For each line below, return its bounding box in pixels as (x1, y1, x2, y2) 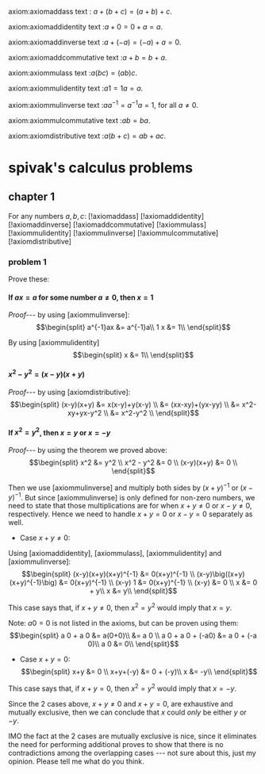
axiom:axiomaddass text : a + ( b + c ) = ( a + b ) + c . (8, 7, 172, 16)
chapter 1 (8, 190, 56, 204)
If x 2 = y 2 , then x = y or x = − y (8, 426, 111, 437)
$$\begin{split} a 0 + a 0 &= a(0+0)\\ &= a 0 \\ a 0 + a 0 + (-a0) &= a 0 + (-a (9, 630, 258, 640)
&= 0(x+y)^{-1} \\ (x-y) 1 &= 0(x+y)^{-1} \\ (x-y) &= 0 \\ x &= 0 (59, 578, 258, 588)
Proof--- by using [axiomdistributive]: (8, 388, 131, 397)
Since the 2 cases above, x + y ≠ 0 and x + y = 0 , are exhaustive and (8, 699, 233, 708)
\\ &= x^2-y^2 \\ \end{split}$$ (103, 408, 200, 418)
